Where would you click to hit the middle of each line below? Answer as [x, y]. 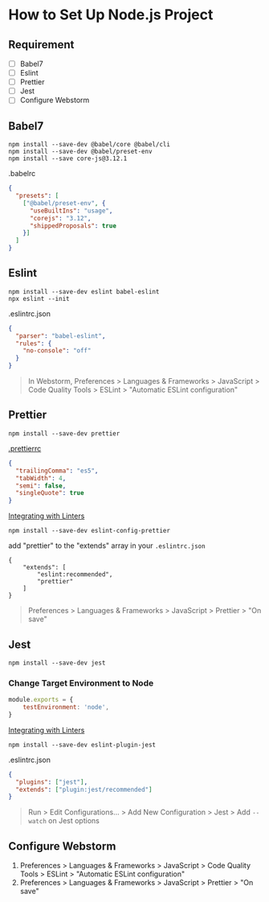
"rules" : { [34, 344]
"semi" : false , [41, 486]
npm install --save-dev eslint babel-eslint [84, 291]
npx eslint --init [39, 299]
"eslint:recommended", [75, 575]
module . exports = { [41, 700]
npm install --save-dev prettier [64, 433]
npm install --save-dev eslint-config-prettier [90, 531]
